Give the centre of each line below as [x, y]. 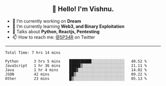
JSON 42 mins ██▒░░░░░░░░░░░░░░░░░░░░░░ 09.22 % [76, 74]
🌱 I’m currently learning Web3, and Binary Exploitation [68, 26]
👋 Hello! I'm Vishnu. [83, 9]
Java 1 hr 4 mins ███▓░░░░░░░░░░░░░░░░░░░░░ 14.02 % [76, 70]
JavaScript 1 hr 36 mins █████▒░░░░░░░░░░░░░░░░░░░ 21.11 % [76, 65]
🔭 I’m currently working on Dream [47, 21]
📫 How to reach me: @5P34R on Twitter [54, 37]
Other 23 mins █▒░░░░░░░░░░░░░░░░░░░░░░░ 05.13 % [76, 79]
